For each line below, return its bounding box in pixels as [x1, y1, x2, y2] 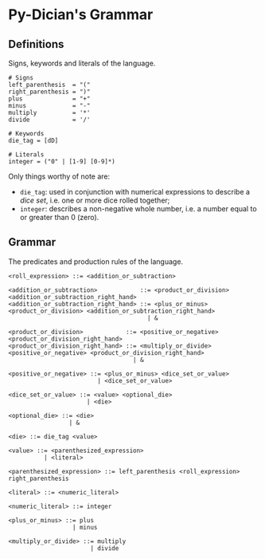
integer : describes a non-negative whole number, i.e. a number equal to [19, 204, 257, 213]
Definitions [8, 37, 64, 51]
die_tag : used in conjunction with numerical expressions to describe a [19, 187, 251, 196]
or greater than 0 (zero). [19, 213, 99, 222]
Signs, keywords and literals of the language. [8, 58, 156, 68]
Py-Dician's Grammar [8, 6, 154, 24]
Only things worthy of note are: [8, 171, 111, 181]
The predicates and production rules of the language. [8, 257, 184, 266]
